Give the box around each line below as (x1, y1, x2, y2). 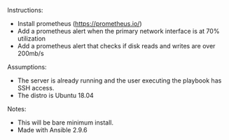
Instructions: (7, 6, 43, 14)
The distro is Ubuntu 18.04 (17, 91, 95, 99)
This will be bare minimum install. (17, 118, 114, 127)
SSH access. (17, 84, 55, 92)
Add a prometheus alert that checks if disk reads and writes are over (17, 42, 216, 50)
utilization (17, 34, 46, 43)
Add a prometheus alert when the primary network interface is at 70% (17, 27, 220, 35)
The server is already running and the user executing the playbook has (17, 76, 222, 85)
